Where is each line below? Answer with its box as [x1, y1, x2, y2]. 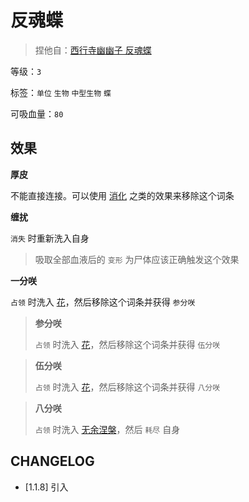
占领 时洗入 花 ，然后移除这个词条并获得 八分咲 [34, 381, 221, 393]
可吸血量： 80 [10, 107, 64, 120]
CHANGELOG [10, 453, 95, 470]
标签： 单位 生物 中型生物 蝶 [10, 86, 112, 98]
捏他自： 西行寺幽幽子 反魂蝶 [34, 44, 152, 56]
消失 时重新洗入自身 [10, 232, 90, 244]
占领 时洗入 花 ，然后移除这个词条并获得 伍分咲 [34, 338, 221, 350]
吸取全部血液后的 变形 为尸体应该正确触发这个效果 [34, 253, 240, 265]
